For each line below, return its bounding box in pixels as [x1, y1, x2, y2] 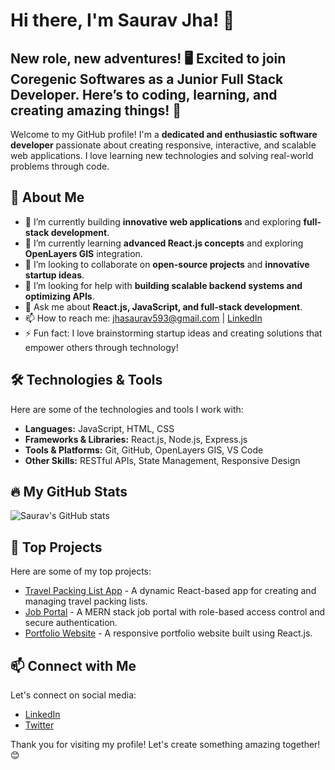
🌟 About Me [10, 189, 85, 206]
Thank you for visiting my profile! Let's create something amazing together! [10, 739, 321, 751]
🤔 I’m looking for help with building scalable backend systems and [24, 279, 303, 291]
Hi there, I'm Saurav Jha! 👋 [10, 9, 235, 32]
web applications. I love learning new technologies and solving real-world [10, 150, 314, 161]
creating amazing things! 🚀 [10, 102, 182, 119]
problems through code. [10, 160, 110, 172]
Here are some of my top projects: [10, 565, 152, 578]
